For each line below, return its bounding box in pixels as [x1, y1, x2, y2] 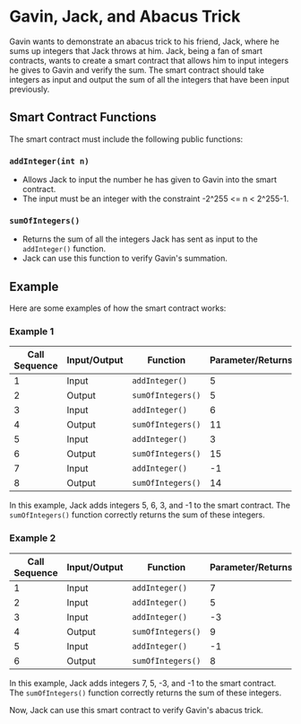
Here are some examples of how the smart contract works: [9, 303, 227, 313]
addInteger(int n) [9, 155, 90, 166]
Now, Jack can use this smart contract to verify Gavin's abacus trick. [9, 704, 264, 715]
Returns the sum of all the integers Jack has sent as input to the [21, 234, 258, 244]
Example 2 [9, 532, 56, 544]
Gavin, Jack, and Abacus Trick [9, 6, 241, 27]
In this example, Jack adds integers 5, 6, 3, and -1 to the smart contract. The [9, 500, 291, 511]
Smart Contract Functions [9, 110, 157, 125]
